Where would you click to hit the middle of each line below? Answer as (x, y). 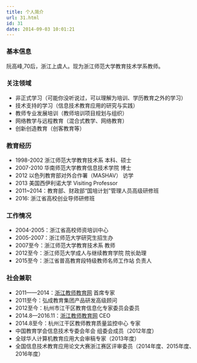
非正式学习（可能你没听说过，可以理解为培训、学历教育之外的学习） (101, 98)
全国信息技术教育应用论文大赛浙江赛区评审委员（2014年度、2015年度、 (105, 346)
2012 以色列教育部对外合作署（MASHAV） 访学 (74, 175)
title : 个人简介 (25, 12)
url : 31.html (23, 18)
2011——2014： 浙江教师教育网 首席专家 (65, 292)
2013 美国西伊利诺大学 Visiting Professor (66, 183)
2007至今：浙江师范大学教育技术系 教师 (65, 246)
